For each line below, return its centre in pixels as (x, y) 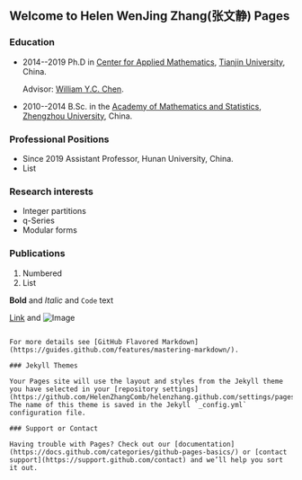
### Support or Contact (54, 428)
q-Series (39, 221)
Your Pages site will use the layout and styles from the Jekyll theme (146, 381)
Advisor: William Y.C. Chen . (73, 89)
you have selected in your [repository (84, 389)
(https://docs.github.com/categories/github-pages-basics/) (124, 452)
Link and (25, 317)
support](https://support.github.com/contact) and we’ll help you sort (146, 460)
